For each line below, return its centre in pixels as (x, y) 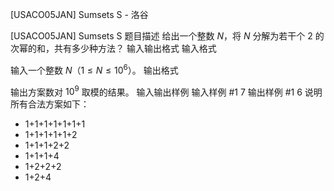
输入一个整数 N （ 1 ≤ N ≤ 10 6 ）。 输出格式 (94, 69)
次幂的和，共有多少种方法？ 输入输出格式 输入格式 (113, 48)
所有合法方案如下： (50, 104)
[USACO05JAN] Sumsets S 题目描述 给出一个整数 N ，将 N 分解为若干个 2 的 (167, 36)
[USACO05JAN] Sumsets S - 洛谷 (79, 14)
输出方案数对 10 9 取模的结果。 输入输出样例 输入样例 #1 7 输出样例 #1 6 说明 (166, 91)
